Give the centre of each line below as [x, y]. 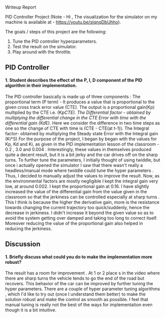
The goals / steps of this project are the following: [56, 32]
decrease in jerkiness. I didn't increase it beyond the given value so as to [80, 213]
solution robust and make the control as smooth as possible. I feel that [77, 300]
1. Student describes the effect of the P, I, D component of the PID [74, 80]
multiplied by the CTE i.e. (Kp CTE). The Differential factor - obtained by [78, 112]
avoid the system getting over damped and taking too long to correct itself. [81, 218]
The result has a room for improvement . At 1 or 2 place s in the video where [82, 273]
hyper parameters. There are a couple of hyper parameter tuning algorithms [82, 289]
